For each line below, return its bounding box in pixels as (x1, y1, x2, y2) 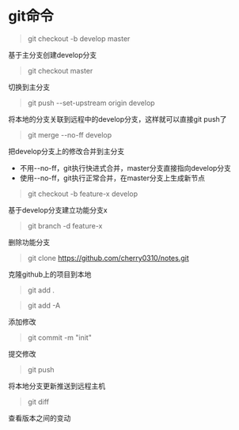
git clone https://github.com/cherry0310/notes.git (27, 253, 189, 262)
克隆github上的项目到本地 (8, 270, 92, 279)
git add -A (27, 300, 61, 310)
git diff (27, 397, 50, 406)
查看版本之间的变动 (8, 413, 71, 423)
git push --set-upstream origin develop (27, 98, 156, 107)
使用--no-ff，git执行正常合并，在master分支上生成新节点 (19, 173, 206, 183)
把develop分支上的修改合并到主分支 (8, 146, 125, 156)
